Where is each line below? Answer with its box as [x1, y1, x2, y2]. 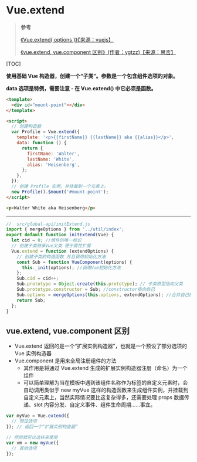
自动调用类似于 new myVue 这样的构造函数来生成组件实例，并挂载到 [23, 386, 189, 393]
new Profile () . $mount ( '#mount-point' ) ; [11, 189, 109, 195]
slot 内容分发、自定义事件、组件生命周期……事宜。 [33, 401, 156, 408]
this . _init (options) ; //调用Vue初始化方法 [21, 264, 121, 270]
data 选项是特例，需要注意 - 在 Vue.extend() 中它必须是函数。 [6, 84, 157, 91]
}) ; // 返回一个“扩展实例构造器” [6, 424, 78, 430]
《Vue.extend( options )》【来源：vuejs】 [20, 36, 114, 43]
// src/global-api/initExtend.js [6, 221, 91, 227]
